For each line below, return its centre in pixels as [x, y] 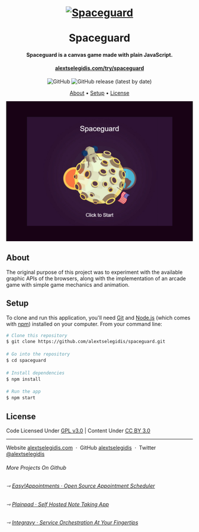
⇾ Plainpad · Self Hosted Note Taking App [58, 504]
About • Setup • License [99, 93]
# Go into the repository [38, 354]
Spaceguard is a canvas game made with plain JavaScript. [99, 55]
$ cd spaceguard [26, 361]
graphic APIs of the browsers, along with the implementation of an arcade [96, 278]
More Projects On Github [36, 467]
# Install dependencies [36, 373]
